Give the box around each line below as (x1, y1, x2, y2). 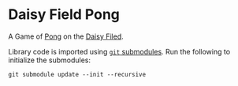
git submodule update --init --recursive (8, 70, 147, 78)
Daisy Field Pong (8, 6, 121, 24)
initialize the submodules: (8, 55, 91, 65)
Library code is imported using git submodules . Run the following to (8, 47, 231, 56)
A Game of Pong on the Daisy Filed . (8, 32, 124, 41)
